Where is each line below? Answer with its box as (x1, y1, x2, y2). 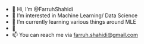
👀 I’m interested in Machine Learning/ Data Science (11, 12, 138, 19)
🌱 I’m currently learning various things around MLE (11, 18, 137, 25)
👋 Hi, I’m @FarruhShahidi (11, 6, 73, 12)
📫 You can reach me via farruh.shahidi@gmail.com (11, 32, 138, 38)
